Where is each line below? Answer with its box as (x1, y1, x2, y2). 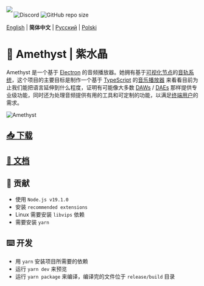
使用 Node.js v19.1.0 (15, 195, 69, 203)
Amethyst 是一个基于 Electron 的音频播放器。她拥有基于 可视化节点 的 (6, 68, 178, 75)
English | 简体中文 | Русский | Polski (6, 24, 97, 31)
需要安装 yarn (15, 218, 50, 226)
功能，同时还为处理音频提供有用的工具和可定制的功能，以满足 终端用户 (16, 91, 193, 99)
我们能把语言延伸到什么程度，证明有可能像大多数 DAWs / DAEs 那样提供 (11, 83, 192, 91)
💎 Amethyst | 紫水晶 (6, 47, 108, 61)
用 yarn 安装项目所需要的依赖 (15, 258, 88, 265)
